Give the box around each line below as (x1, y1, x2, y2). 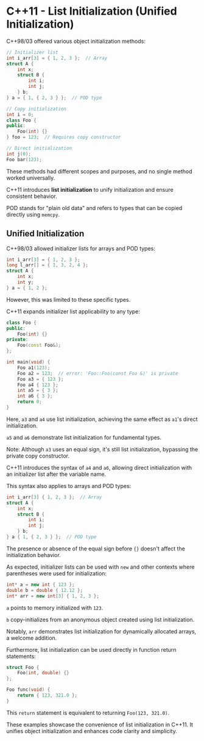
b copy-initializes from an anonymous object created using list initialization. (6, 616, 195, 623)
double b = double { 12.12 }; (6, 587, 83, 593)
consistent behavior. (6, 192, 57, 200)
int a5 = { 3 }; (17, 387, 59, 393)
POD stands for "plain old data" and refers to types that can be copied (6, 204, 183, 211)
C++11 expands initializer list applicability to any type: (6, 307, 140, 315)
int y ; (17, 279, 34, 285)
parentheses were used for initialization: (6, 569, 107, 577)
